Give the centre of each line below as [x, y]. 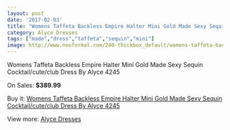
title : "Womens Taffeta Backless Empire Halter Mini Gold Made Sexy [107, 26]
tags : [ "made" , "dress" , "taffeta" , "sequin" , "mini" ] [81, 39]
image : [16, 45]
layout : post [26, 13]
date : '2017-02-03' [35, 20]
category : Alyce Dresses [42, 32]
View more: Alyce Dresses [44, 119]
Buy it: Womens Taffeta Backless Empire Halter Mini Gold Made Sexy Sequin [115, 99]
